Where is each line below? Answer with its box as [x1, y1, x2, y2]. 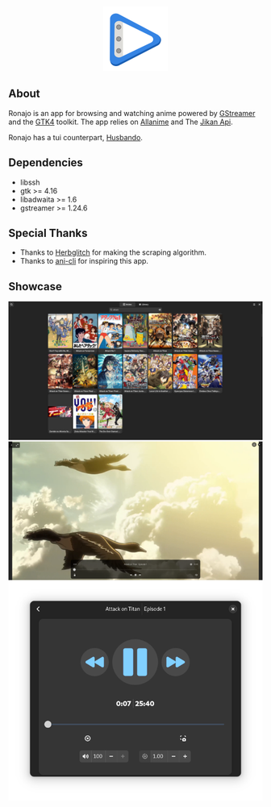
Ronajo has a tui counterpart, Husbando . [8, 132, 144, 142]
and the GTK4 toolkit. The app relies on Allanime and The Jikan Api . [8, 117, 233, 127]
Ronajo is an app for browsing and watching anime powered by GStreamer [8, 108, 256, 118]
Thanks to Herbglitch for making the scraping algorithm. [19, 248, 207, 257]
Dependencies [8, 156, 83, 170]
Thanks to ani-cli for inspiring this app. [19, 256, 149, 266]
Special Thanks [8, 227, 88, 240]
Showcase [8, 280, 63, 293]
